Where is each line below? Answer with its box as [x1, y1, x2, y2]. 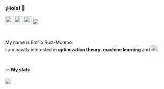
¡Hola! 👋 [5, 5, 25, 12]
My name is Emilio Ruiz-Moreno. [5, 39, 73, 45]
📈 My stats [5, 67, 30, 73]
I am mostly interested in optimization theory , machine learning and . [5, 47, 159, 53]
